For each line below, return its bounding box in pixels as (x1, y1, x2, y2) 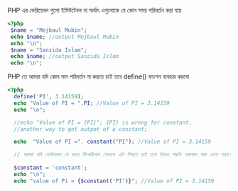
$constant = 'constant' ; (13, 164, 87, 171)
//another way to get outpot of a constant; (13, 125, 148, 133)
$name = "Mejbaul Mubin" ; (10, 26, 87, 34)
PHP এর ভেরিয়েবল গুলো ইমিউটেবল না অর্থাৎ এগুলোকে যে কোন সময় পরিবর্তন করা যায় (7, 6, 182, 14)
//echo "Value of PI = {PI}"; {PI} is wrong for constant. (13, 119, 193, 126)
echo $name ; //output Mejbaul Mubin (10, 33, 119, 40)
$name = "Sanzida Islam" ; (10, 46, 87, 54)
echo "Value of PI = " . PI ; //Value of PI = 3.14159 (13, 99, 171, 107)
